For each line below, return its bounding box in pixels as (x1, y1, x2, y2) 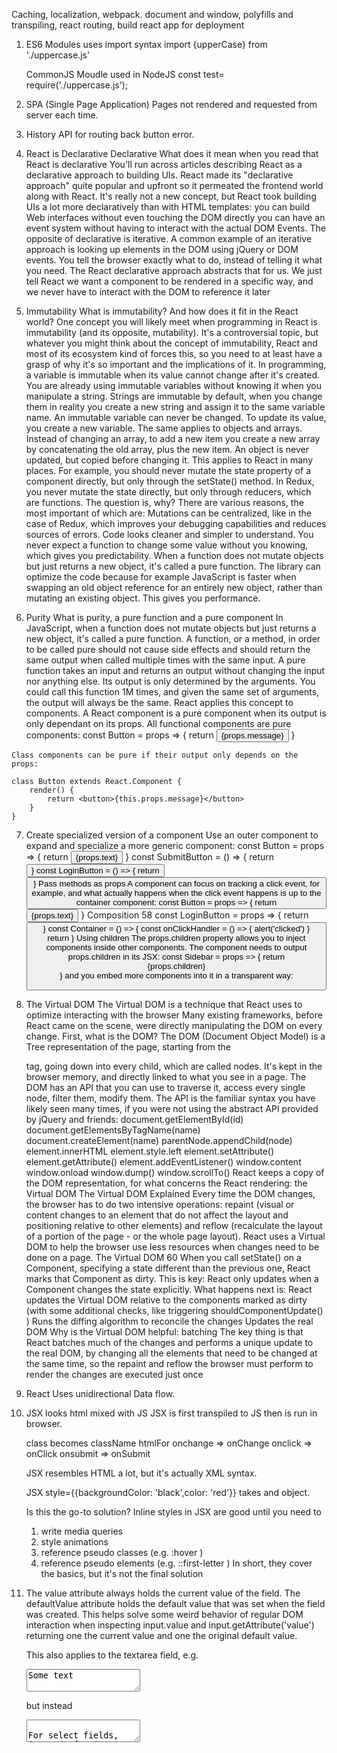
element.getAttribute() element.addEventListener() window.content (25, 1156, 302, 1168)
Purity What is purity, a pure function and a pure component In (25, 612, 284, 623)
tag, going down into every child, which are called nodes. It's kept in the (25, 1060, 323, 1073)
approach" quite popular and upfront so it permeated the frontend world (25, 180, 324, 191)
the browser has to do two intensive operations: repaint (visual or (25, 1199, 295, 1211)
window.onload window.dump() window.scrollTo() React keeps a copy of (25, 1167, 325, 1179)
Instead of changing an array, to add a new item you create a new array (25, 433, 321, 444)
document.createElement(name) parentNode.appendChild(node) (25, 1135, 293, 1147)
